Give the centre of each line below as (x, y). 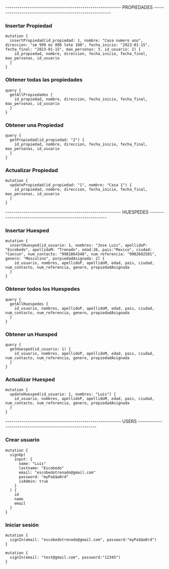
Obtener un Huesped (31, 334)
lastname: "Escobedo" (41, 468)
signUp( (18, 455)
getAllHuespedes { (29, 304)
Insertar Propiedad (29, 26)
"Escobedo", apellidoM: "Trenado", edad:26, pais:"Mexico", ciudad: (79, 250)
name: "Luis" (32, 463)
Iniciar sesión (22, 525)
